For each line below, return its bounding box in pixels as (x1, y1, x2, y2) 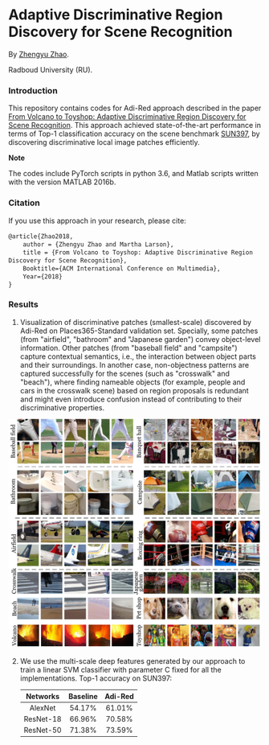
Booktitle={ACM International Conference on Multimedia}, (22, 264, 221, 273)
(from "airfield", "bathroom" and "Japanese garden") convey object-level (19, 334, 261, 344)
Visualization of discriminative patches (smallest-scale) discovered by (19, 317, 251, 327)
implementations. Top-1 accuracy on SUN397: (19, 673, 173, 683)
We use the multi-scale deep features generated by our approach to (19, 657, 246, 666)
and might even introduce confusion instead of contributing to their (19, 394, 243, 404)
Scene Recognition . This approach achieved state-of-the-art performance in (8, 121, 262, 130)
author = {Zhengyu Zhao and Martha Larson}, (22, 240, 174, 249)
